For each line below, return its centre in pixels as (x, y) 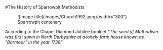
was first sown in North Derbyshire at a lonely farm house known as (75, 37)
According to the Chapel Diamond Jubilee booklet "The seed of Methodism (81, 31)
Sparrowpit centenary (40, 22)
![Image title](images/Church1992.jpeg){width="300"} (72, 17)
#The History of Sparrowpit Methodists (45, 7)
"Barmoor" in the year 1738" (34, 42)
